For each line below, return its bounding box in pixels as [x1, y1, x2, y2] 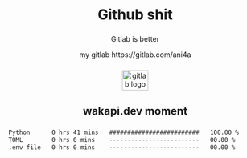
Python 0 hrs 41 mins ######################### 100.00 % [8, 128, 240, 137]
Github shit [97, 6, 173, 24]
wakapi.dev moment [83, 104, 187, 118]
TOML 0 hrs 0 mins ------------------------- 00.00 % [8, 136, 236, 144]
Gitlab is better [110, 34, 160, 44]
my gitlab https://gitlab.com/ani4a [79, 50, 191, 59]
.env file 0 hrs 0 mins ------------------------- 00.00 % [8, 144, 236, 152]
